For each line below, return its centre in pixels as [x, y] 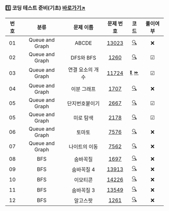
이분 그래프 [83, 89]
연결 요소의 [80, 70]
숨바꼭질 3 [83, 190]
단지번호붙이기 [83, 104]
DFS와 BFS [83, 58]
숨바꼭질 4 [83, 169]
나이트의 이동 [83, 147]
